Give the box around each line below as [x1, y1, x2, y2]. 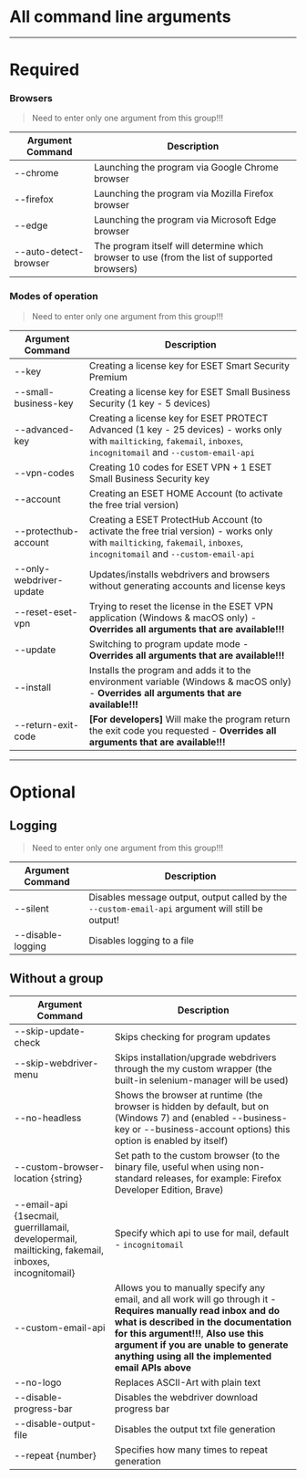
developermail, [14, 1232, 77, 1245]
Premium [89, 370, 127, 383]
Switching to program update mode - [89, 637, 249, 650]
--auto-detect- [14, 245, 85, 258]
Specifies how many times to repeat [114, 1443, 269, 1456]
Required [9, 59, 80, 80]
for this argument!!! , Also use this [114, 1327, 264, 1339]
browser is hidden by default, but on [114, 1099, 270, 1112]
